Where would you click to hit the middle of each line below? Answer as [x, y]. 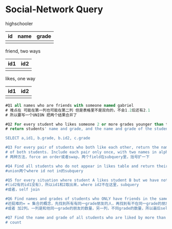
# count [14, 222]
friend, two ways [23, 51]
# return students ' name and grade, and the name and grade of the [79, 129]
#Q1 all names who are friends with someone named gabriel [70, 105]
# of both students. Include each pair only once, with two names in [81, 152]
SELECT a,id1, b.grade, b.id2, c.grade [48, 138]
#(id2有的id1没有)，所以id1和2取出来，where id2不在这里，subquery [72, 185]
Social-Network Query [54, 9]
